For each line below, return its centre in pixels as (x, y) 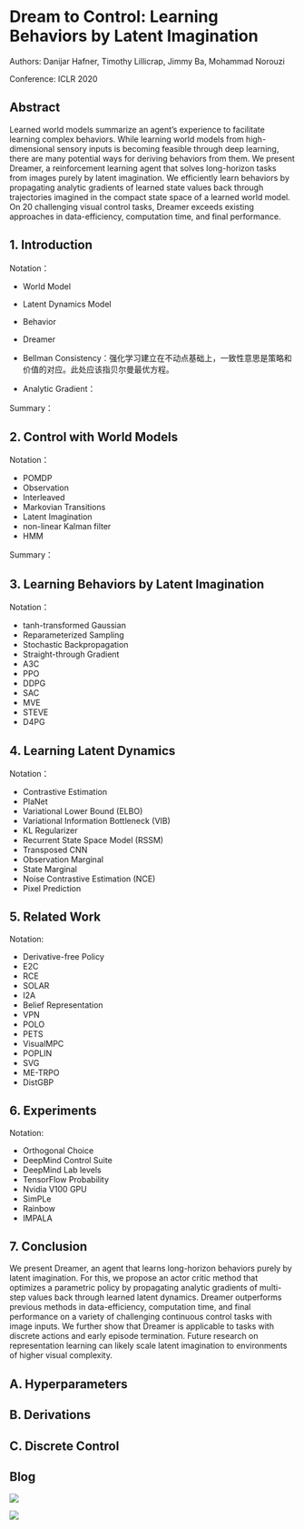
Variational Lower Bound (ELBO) (83, 811)
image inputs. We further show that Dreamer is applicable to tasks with (142, 1326)
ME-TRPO (41, 1072)
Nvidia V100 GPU (55, 1189)
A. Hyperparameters (69, 1384)
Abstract (35, 108)
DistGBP (38, 1082)
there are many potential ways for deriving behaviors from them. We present (152, 158)
